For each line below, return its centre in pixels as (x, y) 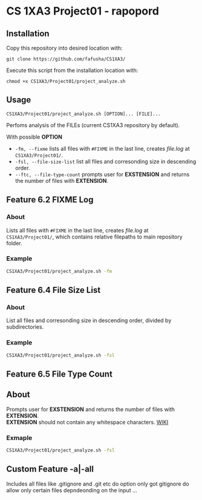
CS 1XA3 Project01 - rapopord (83, 11)
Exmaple (19, 438)
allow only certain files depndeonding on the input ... (72, 490)
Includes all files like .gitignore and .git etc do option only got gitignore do (98, 484)
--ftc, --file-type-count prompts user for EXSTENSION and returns (102, 174)
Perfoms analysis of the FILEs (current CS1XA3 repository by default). (93, 125)
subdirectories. (25, 327)
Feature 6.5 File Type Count (60, 374)
